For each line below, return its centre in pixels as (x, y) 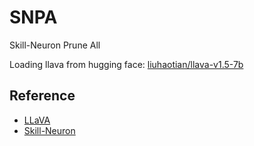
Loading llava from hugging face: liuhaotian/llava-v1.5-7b (126, 64)
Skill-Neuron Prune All (55, 45)
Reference (42, 96)
